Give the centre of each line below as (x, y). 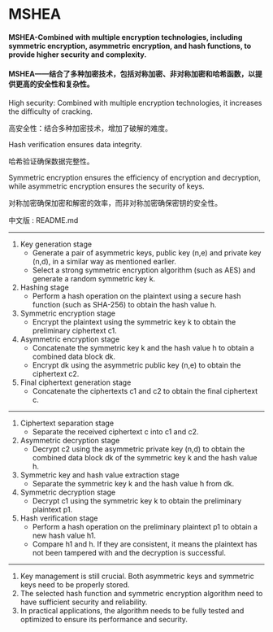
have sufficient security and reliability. (84, 602)
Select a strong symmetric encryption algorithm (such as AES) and (144, 270)
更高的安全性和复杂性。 (54, 84)
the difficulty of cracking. (51, 111)
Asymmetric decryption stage (70, 440)
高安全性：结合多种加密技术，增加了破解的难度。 (90, 128)
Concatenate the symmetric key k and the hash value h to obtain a (143, 347)
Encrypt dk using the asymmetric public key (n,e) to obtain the (136, 365)
